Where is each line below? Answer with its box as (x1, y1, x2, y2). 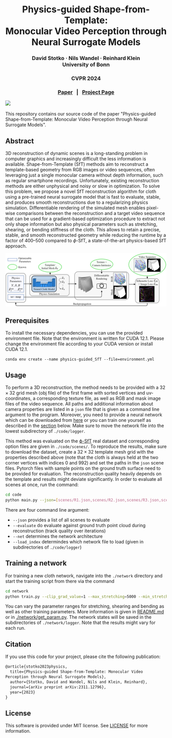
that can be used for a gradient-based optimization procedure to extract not (5, 216, 165, 222)
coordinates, (5, 395, 32, 401)
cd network (5, 589, 29, 594)
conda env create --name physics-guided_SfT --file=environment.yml (5, 357, 155, 362)
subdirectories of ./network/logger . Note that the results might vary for (5, 619, 156, 626)
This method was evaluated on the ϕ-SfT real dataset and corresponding (5, 438, 160, 444)
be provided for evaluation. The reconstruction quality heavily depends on (5, 471, 162, 477)
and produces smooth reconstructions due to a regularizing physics (5, 199, 148, 206)
